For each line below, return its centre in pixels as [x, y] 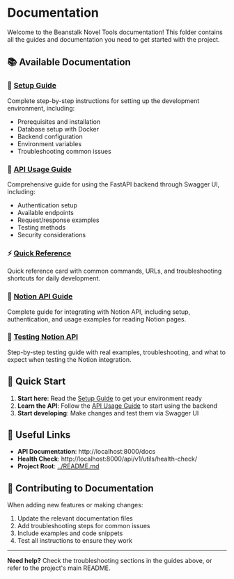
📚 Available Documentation [69, 62]
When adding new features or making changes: [75, 505]
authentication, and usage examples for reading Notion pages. [97, 319]
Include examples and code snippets [70, 533]
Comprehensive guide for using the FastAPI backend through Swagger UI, [114, 184]
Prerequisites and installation [59, 121]
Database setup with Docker [58, 129]
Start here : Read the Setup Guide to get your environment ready [109, 398]
